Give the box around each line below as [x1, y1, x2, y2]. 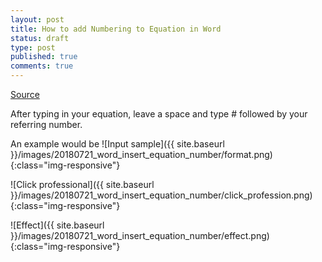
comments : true [10, 61, 74, 71]
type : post [10, 42, 56, 53]
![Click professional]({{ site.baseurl [10, 179, 155, 190]
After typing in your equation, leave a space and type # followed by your [10, 108, 308, 120]
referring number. [10, 119, 83, 130]
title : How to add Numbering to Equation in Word [10, 24, 222, 34]
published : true [10, 52, 78, 62]
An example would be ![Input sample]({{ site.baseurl [10, 138, 225, 150]
